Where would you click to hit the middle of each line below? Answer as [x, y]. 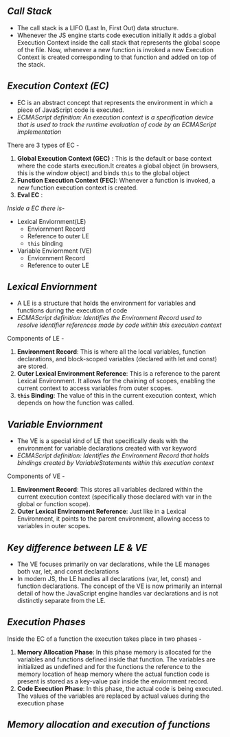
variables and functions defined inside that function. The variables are [116, 659]
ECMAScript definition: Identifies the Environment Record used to [110, 318]
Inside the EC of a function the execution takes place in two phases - [105, 639]
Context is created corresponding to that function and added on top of [117, 57]
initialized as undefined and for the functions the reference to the [109, 666]
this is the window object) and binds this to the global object [103, 173]
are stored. [32, 366]
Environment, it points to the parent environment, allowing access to [113, 519]
